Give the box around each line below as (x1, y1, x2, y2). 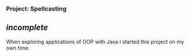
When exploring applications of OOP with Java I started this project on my (6, 38, 184, 45)
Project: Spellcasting (6, 5, 67, 13)
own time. (6, 44, 30, 51)
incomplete (6, 23, 49, 33)
